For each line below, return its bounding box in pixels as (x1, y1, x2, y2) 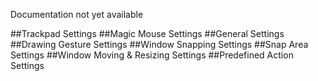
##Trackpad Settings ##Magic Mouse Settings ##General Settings (10, 28, 285, 39)
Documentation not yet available (10, 9, 144, 20)
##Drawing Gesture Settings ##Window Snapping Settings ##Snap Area (10, 39, 309, 50)
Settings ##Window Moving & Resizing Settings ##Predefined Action (10, 49, 294, 61)
